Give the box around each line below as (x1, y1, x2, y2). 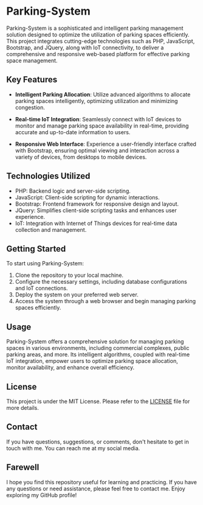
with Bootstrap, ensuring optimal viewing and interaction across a (15, 146, 179, 154)
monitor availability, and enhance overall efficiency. (6, 364, 135, 371)
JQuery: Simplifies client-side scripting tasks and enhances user (15, 206, 177, 214)
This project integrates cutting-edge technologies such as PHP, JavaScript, (6, 37, 195, 45)
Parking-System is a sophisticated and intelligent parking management (6, 24, 184, 32)
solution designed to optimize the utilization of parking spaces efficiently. (6, 30, 190, 38)
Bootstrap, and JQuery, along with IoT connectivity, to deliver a (6, 44, 164, 51)
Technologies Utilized (6, 171, 91, 181)
